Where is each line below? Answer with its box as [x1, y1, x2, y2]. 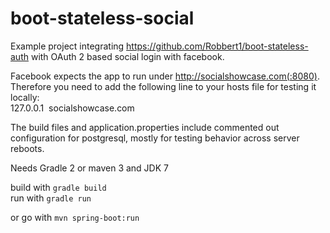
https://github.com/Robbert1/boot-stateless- [126, 40, 309, 52]
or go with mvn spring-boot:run [10, 211, 140, 223]
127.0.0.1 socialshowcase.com [10, 102, 135, 114]
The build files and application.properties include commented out [10, 121, 280, 133]
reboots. [10, 142, 45, 154]
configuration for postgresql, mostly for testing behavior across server [10, 132, 300, 144]
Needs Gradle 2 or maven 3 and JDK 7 [10, 162, 169, 174]
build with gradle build [10, 181, 107, 193]
